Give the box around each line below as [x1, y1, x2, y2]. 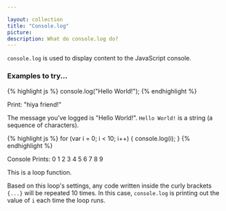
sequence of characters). [7, 121, 79, 129]
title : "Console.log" [7, 22, 70, 30]
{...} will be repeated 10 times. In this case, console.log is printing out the [7, 188, 220, 197]
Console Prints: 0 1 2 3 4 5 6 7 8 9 [7, 155, 103, 163]
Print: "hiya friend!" [7, 100, 62, 109]
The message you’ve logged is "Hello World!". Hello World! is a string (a [7, 113, 213, 122]
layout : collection [7, 16, 63, 23]
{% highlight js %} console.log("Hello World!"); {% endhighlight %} [7, 87, 198, 95]
